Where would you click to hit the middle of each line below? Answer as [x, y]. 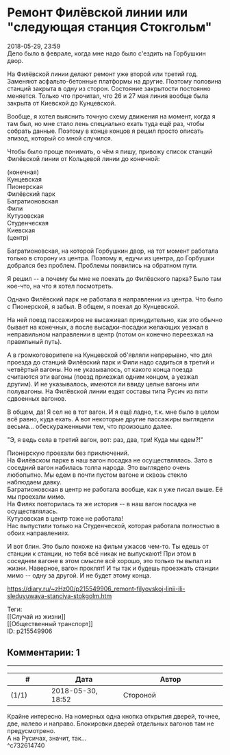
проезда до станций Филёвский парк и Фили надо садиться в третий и [111, 362]
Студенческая [28, 223]
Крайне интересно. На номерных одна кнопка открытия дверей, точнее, [114, 716]
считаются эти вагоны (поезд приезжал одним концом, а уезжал [103, 376]
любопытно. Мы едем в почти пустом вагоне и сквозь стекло [97, 475]
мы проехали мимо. [37, 496]
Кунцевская [25, 179]
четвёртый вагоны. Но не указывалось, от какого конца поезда [100, 369]
